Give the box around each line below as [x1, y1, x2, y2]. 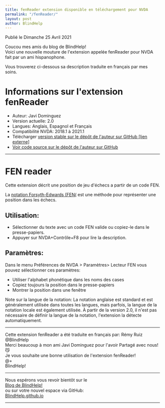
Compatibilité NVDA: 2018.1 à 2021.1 [12, 129, 84, 135]
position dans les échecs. [5, 197, 57, 203]
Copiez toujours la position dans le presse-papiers [12, 282, 114, 288]
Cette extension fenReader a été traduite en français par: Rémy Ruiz [5, 331, 143, 337]
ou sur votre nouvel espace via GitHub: [5, 387, 84, 393]
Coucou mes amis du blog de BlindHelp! [5, 44, 86, 50]
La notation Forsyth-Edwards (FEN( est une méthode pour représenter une [5, 192, 156, 198]
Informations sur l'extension [5, 86, 123, 97]
